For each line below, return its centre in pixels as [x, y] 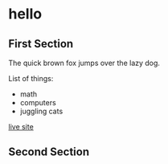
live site [21, 127]
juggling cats [41, 111]
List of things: [31, 78]
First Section [41, 44]
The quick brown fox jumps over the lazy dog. [84, 63]
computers [38, 102]
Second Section [49, 152]
